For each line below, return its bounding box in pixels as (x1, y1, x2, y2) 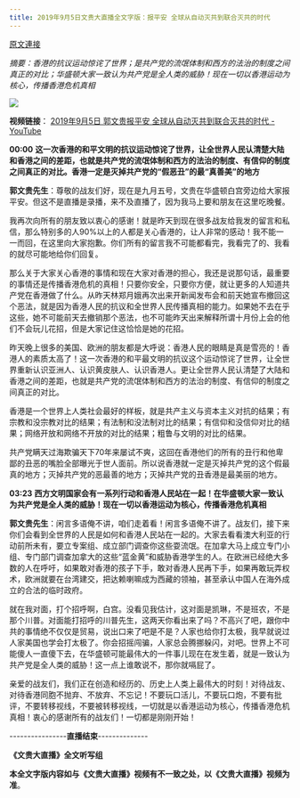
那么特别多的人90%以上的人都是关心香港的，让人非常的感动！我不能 (24, 226, 277, 237)
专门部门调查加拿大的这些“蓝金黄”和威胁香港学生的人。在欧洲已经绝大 (24, 551, 282, 562)
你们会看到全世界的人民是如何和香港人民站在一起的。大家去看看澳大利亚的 (9, 529, 282, 540)
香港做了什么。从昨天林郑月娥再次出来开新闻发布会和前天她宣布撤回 (32, 289, 282, 300)
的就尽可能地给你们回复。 (9, 248, 103, 259)
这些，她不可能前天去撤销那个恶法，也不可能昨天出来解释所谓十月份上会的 (9, 312, 282, 322)
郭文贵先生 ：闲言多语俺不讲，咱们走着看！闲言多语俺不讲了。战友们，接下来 (9, 517, 290, 528)
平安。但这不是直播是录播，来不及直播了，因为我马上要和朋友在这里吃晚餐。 (9, 196, 290, 207)
